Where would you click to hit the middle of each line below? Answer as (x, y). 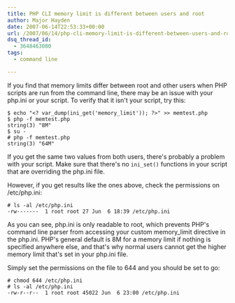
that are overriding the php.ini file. (56, 171)
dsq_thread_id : (29, 40)
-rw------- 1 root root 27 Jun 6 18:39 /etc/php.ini (89, 211)
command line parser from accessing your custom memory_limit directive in (116, 232)
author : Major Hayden (39, 20)
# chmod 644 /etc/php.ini (45, 281)
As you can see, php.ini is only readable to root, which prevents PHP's (108, 224)
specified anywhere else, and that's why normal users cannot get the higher (117, 246)
